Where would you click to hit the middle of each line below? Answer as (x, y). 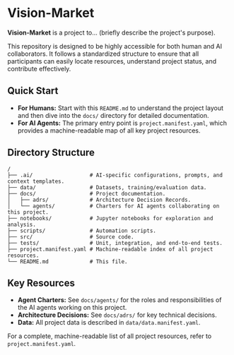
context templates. (36, 181)
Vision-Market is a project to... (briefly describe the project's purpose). (111, 32)
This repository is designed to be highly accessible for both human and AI (115, 46)
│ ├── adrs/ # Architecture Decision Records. (99, 200)
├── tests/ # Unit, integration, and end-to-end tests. (115, 243)
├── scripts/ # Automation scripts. (82, 231)
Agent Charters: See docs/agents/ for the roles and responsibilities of (119, 300)
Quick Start (33, 91)
